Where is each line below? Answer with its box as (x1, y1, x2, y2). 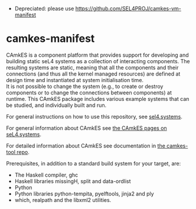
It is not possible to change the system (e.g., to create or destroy (6, 83, 164, 90)
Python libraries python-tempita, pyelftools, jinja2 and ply (14, 190, 155, 197)
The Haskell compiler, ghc (14, 171, 79, 178)
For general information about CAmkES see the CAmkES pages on (6, 124, 167, 132)
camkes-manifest (6, 32, 95, 45)
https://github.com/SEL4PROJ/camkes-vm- (75, 5, 182, 12)
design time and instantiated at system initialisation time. (6, 76, 143, 83)
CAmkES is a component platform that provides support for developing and (6, 51, 189, 58)
